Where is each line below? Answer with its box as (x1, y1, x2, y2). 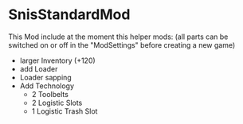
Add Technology (19, 81, 74, 91)
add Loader (19, 64, 58, 73)
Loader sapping (19, 72, 72, 82)
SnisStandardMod (8, 6, 131, 24)
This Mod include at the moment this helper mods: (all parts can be (8, 32, 229, 41)
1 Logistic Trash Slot (31, 106, 98, 116)
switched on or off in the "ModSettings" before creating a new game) (8, 40, 236, 49)
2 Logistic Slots (31, 98, 83, 107)
